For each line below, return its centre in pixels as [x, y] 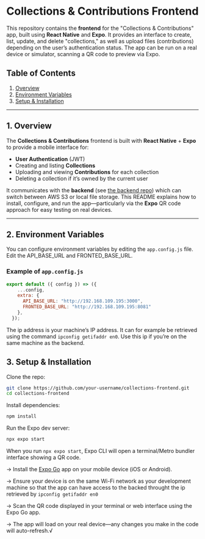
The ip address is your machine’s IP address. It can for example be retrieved [102, 330]
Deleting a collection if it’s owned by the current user [81, 178]
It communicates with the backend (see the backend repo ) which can [94, 190]
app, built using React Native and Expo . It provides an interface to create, [99, 34]
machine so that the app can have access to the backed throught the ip [96, 488]
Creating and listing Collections [55, 165]
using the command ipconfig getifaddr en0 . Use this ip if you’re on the [97, 336]
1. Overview [29, 126]
